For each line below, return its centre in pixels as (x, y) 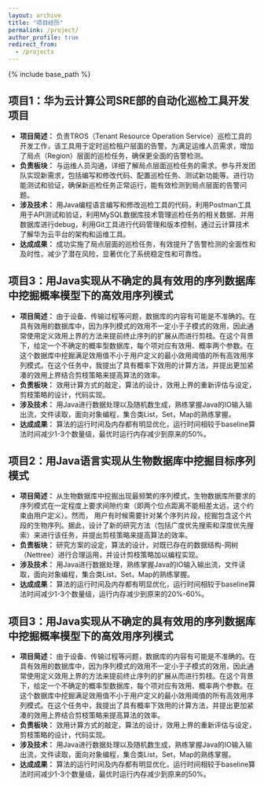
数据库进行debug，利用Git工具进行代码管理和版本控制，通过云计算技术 (134, 224)
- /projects (35, 52)
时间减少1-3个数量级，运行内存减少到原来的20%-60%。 (117, 594)
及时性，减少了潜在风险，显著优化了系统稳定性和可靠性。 (112, 254)
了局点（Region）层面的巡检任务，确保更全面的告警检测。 (114, 155)
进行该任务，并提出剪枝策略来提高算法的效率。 (116, 536)
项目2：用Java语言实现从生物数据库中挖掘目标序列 (132, 461)
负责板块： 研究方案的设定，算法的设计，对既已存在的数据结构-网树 (129, 545)
